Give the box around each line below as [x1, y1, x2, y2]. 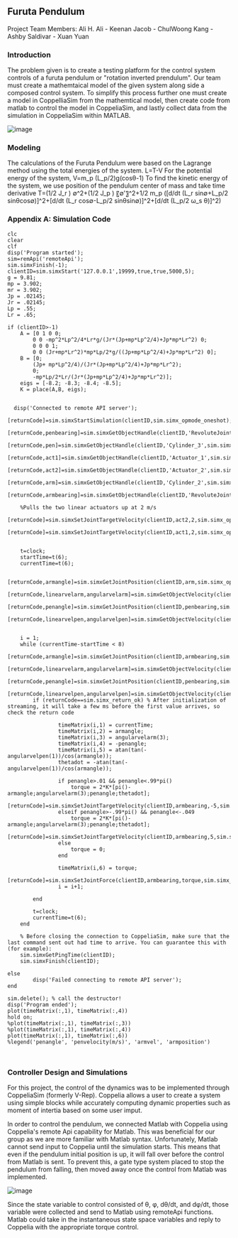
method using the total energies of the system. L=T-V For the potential [7, 166, 212, 175]
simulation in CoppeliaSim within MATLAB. [7, 112, 131, 120]
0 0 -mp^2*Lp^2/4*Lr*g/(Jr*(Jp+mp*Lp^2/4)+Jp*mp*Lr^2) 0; [33, 336, 208, 343]
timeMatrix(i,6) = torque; [57, 864, 138, 872]
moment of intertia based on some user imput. [7, 1106, 143, 1114]
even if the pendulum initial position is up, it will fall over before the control [7, 1150, 225, 1158]
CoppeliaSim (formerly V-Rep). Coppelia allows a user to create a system [7, 1091, 221, 1099]
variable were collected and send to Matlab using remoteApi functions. [7, 1207, 214, 1216]
